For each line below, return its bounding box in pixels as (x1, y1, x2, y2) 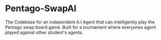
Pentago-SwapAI (5, 3, 77, 14)
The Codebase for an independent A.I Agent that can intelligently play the (5, 19, 155, 25)
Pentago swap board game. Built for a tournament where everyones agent (5, 24, 156, 30)
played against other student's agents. (5, 29, 83, 35)
